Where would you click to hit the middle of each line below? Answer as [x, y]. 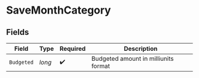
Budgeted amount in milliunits [133, 58]
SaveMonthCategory [59, 10]
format [101, 66]
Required [73, 49]
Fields [18, 32]
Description [141, 49]
